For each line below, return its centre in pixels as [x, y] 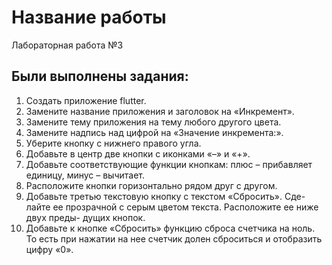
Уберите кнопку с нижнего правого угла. [113, 143]
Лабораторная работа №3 [67, 45]
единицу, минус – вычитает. [85, 175]
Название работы [89, 17]
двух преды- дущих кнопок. [85, 217]
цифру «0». [49, 249]
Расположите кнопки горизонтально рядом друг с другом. [151, 185]
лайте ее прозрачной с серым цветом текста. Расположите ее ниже [172, 207]
